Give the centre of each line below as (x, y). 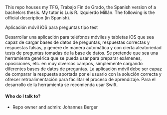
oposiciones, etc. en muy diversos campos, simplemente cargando (74, 63)
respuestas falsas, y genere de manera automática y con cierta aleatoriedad (83, 48)
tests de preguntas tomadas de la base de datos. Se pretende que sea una (82, 53)
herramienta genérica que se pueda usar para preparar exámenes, (74, 58)
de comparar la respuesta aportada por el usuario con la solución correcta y (83, 74)
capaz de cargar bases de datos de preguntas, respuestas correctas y (78, 42)
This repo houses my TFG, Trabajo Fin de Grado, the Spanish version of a (81, 7)
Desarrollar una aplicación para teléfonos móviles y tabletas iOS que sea (80, 37)
